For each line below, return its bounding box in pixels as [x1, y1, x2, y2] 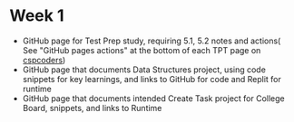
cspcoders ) [22, 54, 66, 65]
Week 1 [9, 5, 64, 26]
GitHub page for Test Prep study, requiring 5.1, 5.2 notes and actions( [22, 35, 281, 46]
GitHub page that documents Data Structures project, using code [22, 64, 266, 75]
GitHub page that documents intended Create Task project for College [22, 92, 286, 104]
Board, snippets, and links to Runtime [22, 102, 162, 113]
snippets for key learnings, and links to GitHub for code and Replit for [22, 73, 281, 84]
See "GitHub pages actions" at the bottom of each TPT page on [22, 44, 261, 55]
